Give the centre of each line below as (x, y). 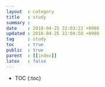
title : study (26, 17)
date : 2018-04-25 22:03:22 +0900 (53, 28)
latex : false (26, 61)
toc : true (25, 45)
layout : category (30, 12)
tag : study (26, 39)
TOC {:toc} (28, 78)
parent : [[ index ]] (32, 56)
